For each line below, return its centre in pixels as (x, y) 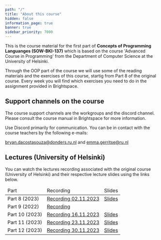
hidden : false (19, 18)
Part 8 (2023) (23, 198)
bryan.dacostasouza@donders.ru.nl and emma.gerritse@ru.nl (67, 142)
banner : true (18, 28)
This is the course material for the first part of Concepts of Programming (78, 46)
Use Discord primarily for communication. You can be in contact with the (78, 128)
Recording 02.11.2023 (73, 198)
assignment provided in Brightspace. (42, 86)
